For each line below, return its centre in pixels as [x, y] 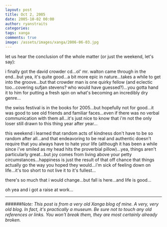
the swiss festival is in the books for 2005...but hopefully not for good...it [80, 107]
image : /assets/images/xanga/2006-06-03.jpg [52, 42]
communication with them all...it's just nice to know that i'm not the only [79, 118]
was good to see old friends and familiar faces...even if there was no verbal [82, 113]
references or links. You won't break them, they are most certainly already [81, 215]
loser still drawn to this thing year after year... [51, 123]
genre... [13, 98]
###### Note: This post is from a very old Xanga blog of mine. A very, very [82, 204]
